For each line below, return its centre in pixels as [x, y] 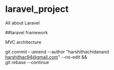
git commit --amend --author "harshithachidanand [57, 52]
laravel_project [37, 9]
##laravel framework [27, 32]
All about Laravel [22, 23]
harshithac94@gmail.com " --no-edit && [46, 57]
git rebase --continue [27, 62]
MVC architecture [23, 42]
